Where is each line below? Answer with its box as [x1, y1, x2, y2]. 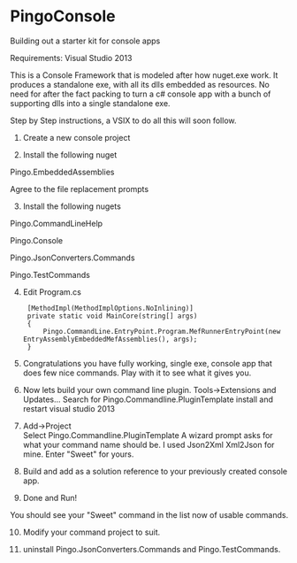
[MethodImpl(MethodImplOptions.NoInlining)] [27, 304, 194, 312]
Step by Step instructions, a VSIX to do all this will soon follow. [10, 115, 237, 126]
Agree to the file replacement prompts [10, 183, 149, 194]
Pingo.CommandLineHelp [10, 218, 103, 228]
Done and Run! [22, 492, 78, 503]
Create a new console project [22, 132, 131, 143]
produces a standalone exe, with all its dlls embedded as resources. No [10, 79, 270, 89]
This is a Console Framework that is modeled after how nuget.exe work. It [10, 69, 278, 81]
